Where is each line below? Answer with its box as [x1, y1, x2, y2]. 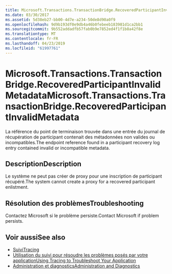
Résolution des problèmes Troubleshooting [5, 199, 144, 208]
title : [5, 7, 19, 13]
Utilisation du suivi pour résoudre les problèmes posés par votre [12, 252, 148, 258]
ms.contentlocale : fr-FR [5, 36, 58, 42]
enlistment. [5, 184, 29, 190]
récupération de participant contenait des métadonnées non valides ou [5, 134, 155, 140]
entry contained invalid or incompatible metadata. [5, 145, 110, 151]
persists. [5, 218, 24, 224]
